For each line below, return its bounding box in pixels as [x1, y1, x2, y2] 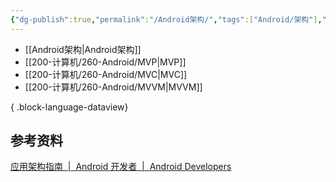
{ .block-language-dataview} [10, 101, 129, 113]
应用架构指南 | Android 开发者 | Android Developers [10, 161, 232, 173]
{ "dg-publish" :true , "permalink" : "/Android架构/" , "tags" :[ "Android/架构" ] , [10, 14, 323, 25]
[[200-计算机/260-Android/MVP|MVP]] [24, 56, 187, 68]
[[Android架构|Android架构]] [24, 43, 142, 55]
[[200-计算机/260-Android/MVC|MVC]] [24, 68, 188, 80]
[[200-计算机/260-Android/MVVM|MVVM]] [24, 81, 203, 93]
